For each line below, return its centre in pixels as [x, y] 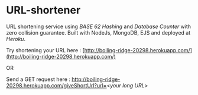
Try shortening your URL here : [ [45, 50]
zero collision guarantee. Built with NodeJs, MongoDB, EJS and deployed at [98, 32]
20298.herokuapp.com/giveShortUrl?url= [56, 85]
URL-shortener [43, 10]
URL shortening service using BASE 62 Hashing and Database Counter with [98, 26]
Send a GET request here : [38, 79]
